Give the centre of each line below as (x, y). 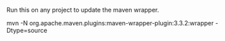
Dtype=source (27, 30)
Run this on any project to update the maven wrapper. (83, 10)
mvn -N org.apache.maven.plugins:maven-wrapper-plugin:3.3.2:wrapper (110, 23)
